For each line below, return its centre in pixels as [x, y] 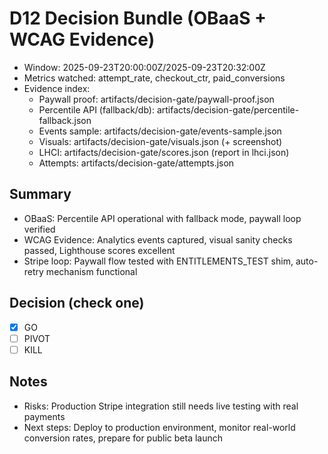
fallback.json [65, 120]
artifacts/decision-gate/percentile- [228, 109]
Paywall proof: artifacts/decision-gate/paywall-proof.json [156, 99]
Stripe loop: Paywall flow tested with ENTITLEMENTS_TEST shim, [158, 261]
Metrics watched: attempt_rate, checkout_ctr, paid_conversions [154, 78]
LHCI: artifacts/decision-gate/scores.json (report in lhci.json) [164, 152]
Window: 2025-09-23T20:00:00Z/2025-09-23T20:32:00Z [144, 67]
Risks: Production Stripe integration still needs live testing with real [161, 406]
